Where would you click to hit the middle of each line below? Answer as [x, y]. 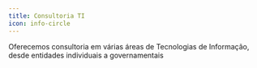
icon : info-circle [39, 23]
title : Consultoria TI [47, 16]
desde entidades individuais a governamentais [86, 55]
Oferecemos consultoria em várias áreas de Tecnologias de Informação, [129, 46]
